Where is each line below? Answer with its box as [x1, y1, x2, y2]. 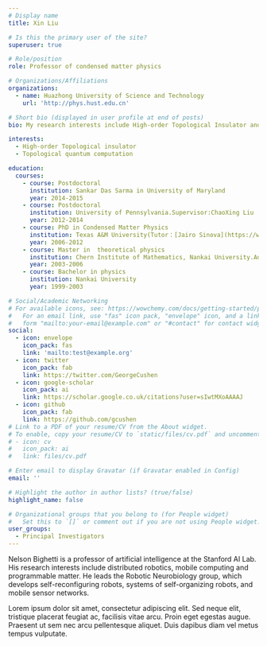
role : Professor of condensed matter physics [8, 63, 161, 71]
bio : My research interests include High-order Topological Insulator [8, 121, 247, 129]
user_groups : [8, 525, 52, 533]
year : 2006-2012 [29, 238, 83, 247]
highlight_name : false [8, 496, 83, 504]
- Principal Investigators [15, 532, 105, 541]
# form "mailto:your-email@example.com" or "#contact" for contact [8, 319, 244, 327]
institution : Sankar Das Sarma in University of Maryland [29, 186, 226, 195]
